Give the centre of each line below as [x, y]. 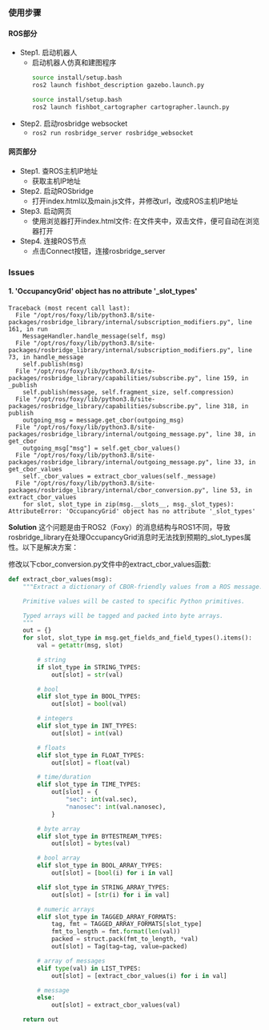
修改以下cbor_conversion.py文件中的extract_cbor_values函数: [110, 564]
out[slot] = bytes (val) [90, 844]
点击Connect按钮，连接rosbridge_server [98, 250]
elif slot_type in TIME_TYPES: [89, 785]
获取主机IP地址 [56, 181]
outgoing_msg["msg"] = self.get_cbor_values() [102, 448]
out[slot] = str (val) [87, 675]
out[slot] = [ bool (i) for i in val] [112, 873]
